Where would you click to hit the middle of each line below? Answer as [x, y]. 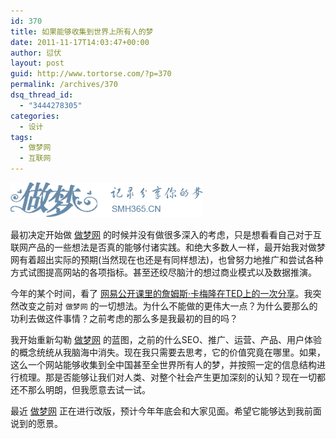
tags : [21, 137]
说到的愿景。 [36, 423]
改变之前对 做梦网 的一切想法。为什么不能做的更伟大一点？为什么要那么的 [168, 306]
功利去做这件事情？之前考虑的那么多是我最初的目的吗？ [124, 318]
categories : [35, 116]
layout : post [37, 63]
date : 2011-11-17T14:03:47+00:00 [80, 42]
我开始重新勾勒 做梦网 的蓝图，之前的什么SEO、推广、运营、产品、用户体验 [166, 339]
